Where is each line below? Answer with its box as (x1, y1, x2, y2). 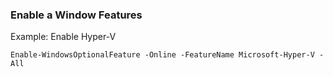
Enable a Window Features (10, 8, 143, 22)
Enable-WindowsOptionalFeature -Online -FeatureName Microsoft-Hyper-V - (10, 50, 325, 60)
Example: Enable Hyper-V (10, 31, 117, 43)
